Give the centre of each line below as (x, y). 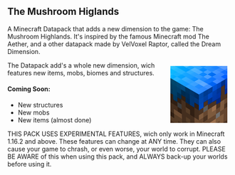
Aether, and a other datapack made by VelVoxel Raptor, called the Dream (114, 44)
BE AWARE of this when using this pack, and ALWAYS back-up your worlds (117, 157)
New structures (40, 105)
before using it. (30, 164)
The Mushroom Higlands (63, 12)
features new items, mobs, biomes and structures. (81, 73)
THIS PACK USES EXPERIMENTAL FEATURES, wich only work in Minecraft (116, 134)
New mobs (33, 112)
